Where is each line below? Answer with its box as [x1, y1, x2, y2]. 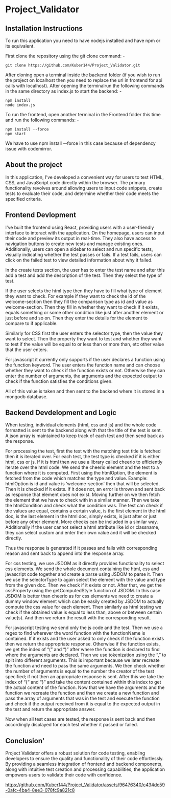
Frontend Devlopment [5, 211, 77, 220]
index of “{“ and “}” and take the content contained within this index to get [5, 679, 162, 685]
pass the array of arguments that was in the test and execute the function [5, 695, 160, 702]
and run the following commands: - [5, 117, 79, 123]
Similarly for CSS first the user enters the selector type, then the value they [5, 330, 163, 336]
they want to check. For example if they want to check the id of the [5, 293, 146, 299]
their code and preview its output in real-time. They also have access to [5, 235, 156, 241]
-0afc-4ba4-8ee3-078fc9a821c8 [5, 787, 75, 793]
